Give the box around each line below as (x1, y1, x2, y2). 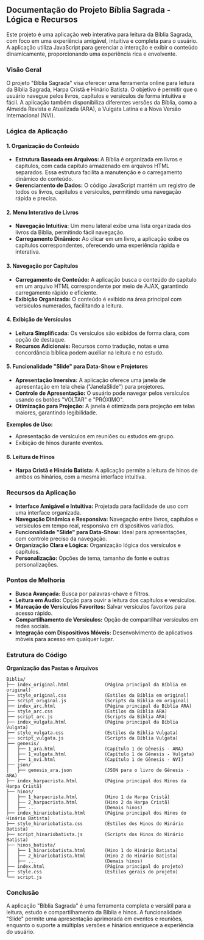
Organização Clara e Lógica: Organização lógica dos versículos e (15, 541, 181, 549)
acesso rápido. (15, 609, 53, 617)
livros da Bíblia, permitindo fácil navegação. (15, 229, 125, 236)
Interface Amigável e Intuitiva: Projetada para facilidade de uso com (15, 502, 189, 510)
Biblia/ (6, 677, 26, 683)
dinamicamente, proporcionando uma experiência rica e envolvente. (6, 50, 178, 57)
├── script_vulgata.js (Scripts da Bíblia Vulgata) (6, 735, 178, 741)
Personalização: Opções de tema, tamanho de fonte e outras (15, 554, 170, 562)
